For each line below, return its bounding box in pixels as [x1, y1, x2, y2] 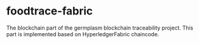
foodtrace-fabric [6, 4, 93, 18]
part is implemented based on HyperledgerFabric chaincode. [6, 30, 159, 37]
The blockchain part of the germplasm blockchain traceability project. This [6, 24, 194, 31]
